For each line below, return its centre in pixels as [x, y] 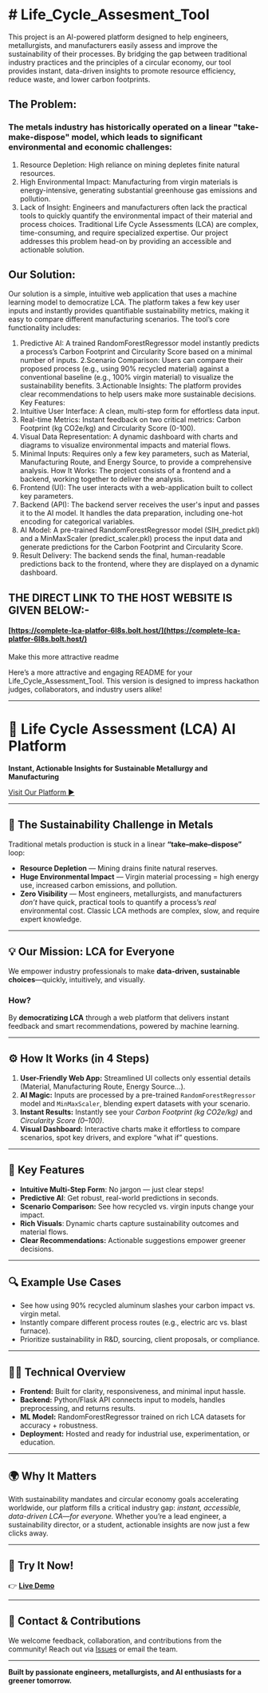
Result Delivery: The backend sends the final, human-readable [122, 556]
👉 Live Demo [32, 1585]
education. [37, 1442]
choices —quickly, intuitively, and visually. [77, 979]
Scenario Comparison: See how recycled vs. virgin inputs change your [137, 1206]
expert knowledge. [51, 919]
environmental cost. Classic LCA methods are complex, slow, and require [140, 910]
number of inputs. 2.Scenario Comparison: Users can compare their [131, 361]
